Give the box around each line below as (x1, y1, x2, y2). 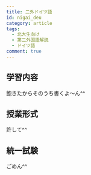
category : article (6, 20, 52, 26)
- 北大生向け (11, 31, 40, 38)
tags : (6, 25, 20, 32)
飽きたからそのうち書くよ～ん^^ (6, 89, 86, 97)
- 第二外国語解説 (11, 37, 49, 43)
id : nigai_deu (6, 15, 42, 21)
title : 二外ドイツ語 (6, 8, 52, 15)
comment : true (6, 48, 42, 54)
